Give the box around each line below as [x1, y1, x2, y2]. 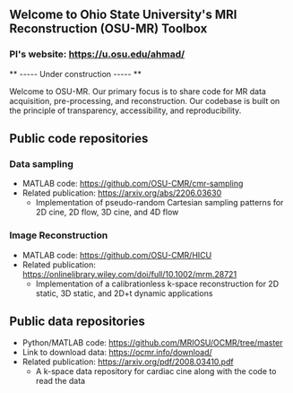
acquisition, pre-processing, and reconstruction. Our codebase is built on [9, 95, 280, 106]
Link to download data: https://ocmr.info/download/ [22, 347, 212, 358]
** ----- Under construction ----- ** [9, 68, 142, 79]
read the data [35, 376, 86, 387]
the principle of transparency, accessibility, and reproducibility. [9, 105, 242, 116]
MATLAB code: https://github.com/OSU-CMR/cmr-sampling [22, 179, 244, 189]
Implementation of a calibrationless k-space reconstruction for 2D [35, 278, 280, 289]
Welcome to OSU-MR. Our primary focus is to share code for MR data [9, 85, 267, 97]
